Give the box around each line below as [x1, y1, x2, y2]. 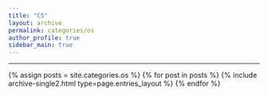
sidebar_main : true [8, 41, 73, 49]
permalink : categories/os [8, 26, 94, 34]
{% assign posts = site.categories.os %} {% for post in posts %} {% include [8, 71, 258, 80]
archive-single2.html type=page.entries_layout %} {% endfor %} [8, 79, 221, 88]
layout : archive [8, 19, 62, 27]
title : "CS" [8, 11, 48, 20]
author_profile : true [8, 33, 81, 42]
